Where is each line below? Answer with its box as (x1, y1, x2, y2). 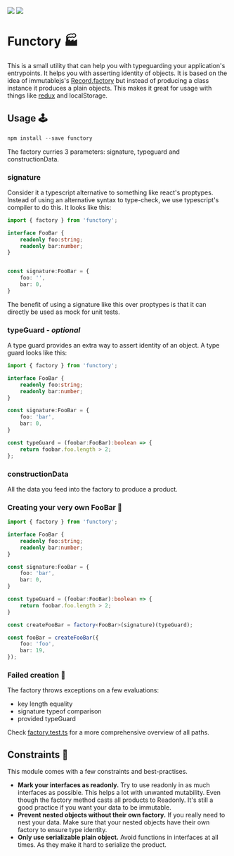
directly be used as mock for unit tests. (7, 308, 121, 316)
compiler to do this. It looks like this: (7, 203, 112, 211)
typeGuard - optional (7, 325, 81, 335)
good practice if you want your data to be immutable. (17, 803, 171, 812)
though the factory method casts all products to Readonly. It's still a (17, 796, 214, 804)
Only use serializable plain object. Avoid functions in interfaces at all (17, 833, 219, 842)
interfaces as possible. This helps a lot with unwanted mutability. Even (17, 789, 221, 797)
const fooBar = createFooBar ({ (7, 634, 99, 641)
